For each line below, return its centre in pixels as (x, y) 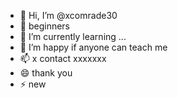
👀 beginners (44, 26)
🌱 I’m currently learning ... (73, 36)
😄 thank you (46, 73)
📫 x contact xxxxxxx (63, 58)
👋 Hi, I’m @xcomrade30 (68, 15)
